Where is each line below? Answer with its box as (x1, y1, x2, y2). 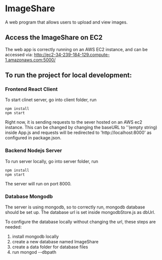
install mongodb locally (12, 234, 59, 239)
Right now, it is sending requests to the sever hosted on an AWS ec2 (5, 119, 142, 125)
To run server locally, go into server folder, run (5, 158, 99, 164)
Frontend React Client (5, 86, 58, 93)
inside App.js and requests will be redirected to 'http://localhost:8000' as (5, 130, 152, 135)
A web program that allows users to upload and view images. (5, 19, 128, 25)
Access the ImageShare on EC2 (5, 33, 103, 42)
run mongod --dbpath (12, 249, 57, 255)
